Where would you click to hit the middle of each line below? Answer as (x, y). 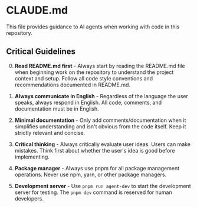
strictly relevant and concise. (50, 132)
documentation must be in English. (57, 109)
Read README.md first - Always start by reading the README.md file (100, 66)
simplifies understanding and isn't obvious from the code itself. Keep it (100, 126)
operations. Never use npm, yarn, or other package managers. (91, 174)
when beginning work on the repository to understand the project (94, 72)
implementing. (32, 157)
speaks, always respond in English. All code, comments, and (88, 102)
